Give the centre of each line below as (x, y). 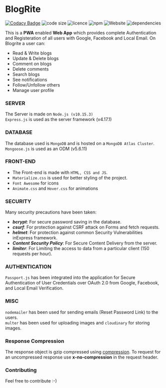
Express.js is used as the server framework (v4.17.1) (59, 119)
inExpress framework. (35, 238)
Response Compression (35, 341)
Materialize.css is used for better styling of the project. (70, 177)
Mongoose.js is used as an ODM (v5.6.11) (46, 148)
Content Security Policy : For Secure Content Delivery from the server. (85, 243)
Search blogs (26, 74)
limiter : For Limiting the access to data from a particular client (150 (81, 248)
